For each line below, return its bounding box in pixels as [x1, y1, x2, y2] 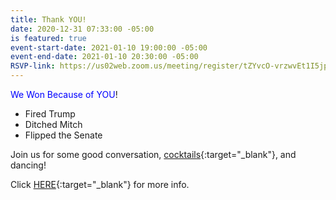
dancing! [10, 159, 47, 171]
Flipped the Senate [24, 129, 103, 141]
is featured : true [10, 33, 87, 43]
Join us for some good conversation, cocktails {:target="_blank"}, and [10, 149, 297, 160]
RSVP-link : [10, 61, 56, 71]
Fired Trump [24, 108, 76, 120]
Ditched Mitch [24, 119, 83, 130]
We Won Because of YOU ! [10, 89, 118, 100]
